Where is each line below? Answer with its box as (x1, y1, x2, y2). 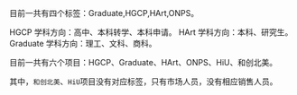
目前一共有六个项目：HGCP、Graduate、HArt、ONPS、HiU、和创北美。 (9, 57, 278, 67)
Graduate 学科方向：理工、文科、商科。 (9, 39, 157, 48)
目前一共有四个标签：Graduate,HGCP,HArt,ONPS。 (9, 8, 200, 18)
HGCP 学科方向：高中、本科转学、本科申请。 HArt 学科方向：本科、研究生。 (9, 27, 293, 38)
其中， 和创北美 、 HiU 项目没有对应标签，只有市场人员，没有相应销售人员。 (9, 76, 278, 87)
